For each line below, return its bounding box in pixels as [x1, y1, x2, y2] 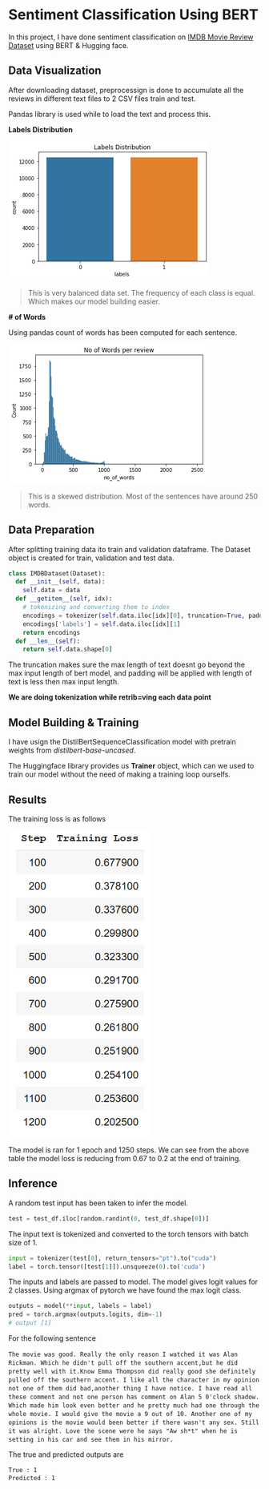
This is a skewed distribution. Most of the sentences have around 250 [27, 491, 259, 501]
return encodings [22, 628, 81, 636]
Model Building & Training [8, 716, 139, 729]
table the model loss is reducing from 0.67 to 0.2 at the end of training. [8, 1153, 242, 1163]
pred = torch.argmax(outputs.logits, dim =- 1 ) [8, 1310, 163, 1319]
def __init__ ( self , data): [15, 578, 106, 586]
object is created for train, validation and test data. [8, 553, 175, 563]
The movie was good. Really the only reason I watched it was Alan [8, 1350, 239, 1358]
